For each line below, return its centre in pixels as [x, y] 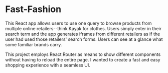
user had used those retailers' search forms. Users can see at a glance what [84, 39]
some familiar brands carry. [34, 44]
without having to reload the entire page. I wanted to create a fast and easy [83, 59]
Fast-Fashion [33, 9]
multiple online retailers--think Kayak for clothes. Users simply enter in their [83, 28]
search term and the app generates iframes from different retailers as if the [83, 34]
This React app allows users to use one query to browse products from [78, 23]
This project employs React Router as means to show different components [83, 54]
